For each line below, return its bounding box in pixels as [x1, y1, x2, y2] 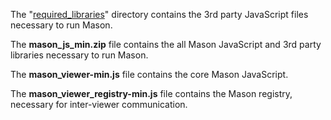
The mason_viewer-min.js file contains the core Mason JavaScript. [10, 69, 289, 80]
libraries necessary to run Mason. [10, 49, 149, 61]
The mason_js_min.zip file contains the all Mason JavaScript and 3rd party [10, 39, 322, 50]
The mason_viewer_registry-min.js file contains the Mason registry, [10, 88, 293, 99]
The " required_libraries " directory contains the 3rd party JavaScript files [10, 9, 309, 20]
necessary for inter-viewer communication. [10, 99, 188, 110]
